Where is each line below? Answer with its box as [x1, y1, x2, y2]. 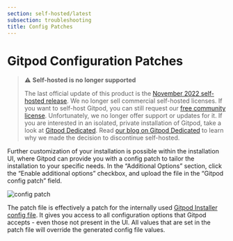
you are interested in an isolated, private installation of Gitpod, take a [24, 119, 221, 127]
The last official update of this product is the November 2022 [24, 90, 200, 98]
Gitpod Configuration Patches [7, 53, 184, 69]
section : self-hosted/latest [7, 10, 92, 17]
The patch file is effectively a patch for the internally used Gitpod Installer [7, 203, 218, 212]
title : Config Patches [7, 23, 73, 30]
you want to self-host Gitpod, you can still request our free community [24, 104, 226, 113]
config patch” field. [7, 176, 63, 185]
